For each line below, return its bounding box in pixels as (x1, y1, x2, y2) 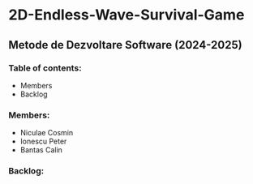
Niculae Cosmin (19, 128, 74, 138)
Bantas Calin (19, 145, 63, 155)
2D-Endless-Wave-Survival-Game (8, 6, 245, 24)
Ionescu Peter (19, 136, 67, 147)
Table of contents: (8, 62, 83, 74)
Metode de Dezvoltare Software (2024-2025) (8, 38, 242, 52)
